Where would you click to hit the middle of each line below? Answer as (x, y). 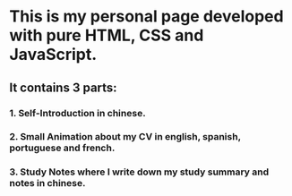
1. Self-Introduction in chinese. (77, 113)
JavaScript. (53, 55)
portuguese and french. (62, 148)
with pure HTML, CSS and (107, 35)
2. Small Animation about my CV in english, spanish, (125, 137)
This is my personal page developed (146, 17)
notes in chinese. (47, 183)
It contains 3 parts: (64, 87)
